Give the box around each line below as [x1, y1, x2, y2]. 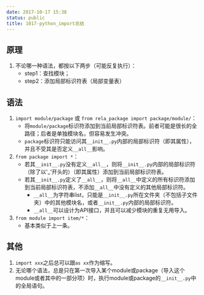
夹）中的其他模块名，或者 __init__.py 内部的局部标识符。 [33, 199, 177, 206]
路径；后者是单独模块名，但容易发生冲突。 [24, 130, 132, 137]
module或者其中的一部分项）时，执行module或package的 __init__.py [15, 274, 191, 282]
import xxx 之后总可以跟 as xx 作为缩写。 [15, 259, 116, 266]
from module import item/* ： [15, 214, 90, 221]
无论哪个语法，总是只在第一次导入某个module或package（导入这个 [15, 266, 185, 274]
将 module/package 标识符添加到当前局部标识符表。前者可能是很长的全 [24, 122, 197, 129]
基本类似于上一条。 [24, 222, 74, 229]
